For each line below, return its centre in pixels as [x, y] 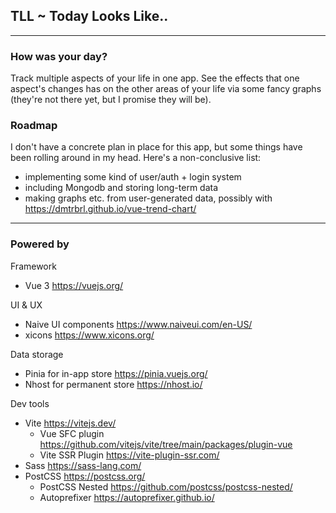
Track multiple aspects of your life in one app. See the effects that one [155, 78]
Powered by [40, 244]
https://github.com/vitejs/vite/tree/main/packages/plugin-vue [166, 444]
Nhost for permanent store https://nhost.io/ [113, 384]
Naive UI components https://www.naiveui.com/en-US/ [138, 324]
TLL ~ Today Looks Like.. [89, 16]
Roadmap [34, 126]
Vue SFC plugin [72, 433]
